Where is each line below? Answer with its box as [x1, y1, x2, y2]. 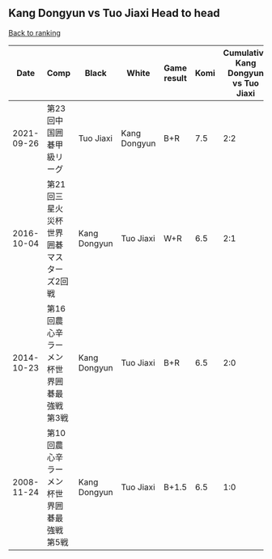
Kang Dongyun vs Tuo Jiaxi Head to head [8, 6, 220, 20]
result [164, 72, 188, 83]
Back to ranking [8, 28, 61, 37]
